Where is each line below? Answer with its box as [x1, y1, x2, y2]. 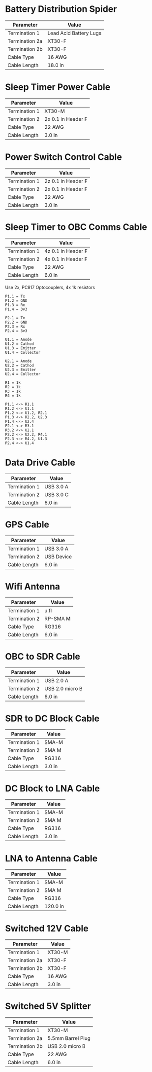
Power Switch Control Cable [5, 151, 122, 163]
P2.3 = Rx [5, 324, 26, 329]
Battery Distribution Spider [5, 3, 117, 15]
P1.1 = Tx [5, 294, 26, 299]
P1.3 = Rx [5, 302, 26, 307]
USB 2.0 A [44, 677, 69, 684]
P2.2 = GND [5, 320, 28, 325]
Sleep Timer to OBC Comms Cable [5, 222, 148, 232]
